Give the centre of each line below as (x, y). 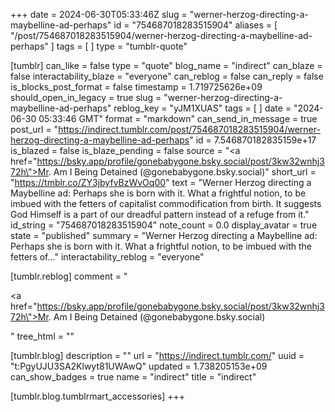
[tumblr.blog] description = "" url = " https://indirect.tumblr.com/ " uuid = (157, 355)
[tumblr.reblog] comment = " (69, 276)
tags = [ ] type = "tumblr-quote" (122, 46)
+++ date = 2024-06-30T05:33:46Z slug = (99, 14)
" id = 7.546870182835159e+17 (253, 140)
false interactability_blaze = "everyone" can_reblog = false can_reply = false (167, 76)
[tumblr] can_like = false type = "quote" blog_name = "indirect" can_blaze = (166, 65)
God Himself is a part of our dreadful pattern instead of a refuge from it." (160, 214)
